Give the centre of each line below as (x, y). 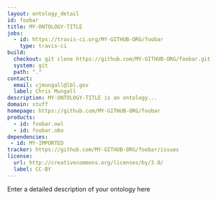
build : (17, 53)
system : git (31, 66)
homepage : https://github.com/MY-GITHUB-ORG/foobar (84, 111)
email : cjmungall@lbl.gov (51, 85)
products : (22, 117)
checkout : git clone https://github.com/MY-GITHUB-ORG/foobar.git (112, 59)
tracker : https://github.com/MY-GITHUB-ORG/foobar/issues (93, 150)
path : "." (28, 72)
